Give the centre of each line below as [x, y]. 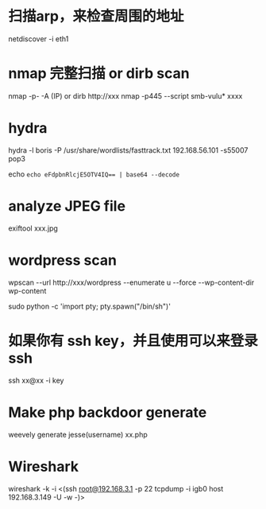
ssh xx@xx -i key [36, 380]
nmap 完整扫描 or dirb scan [99, 74]
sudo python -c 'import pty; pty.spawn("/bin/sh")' [89, 306]
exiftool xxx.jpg [33, 228]
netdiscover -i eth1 [39, 39]
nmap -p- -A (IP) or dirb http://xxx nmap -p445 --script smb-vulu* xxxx [125, 95]
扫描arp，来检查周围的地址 [96, 16]
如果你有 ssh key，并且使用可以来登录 [133, 341]
